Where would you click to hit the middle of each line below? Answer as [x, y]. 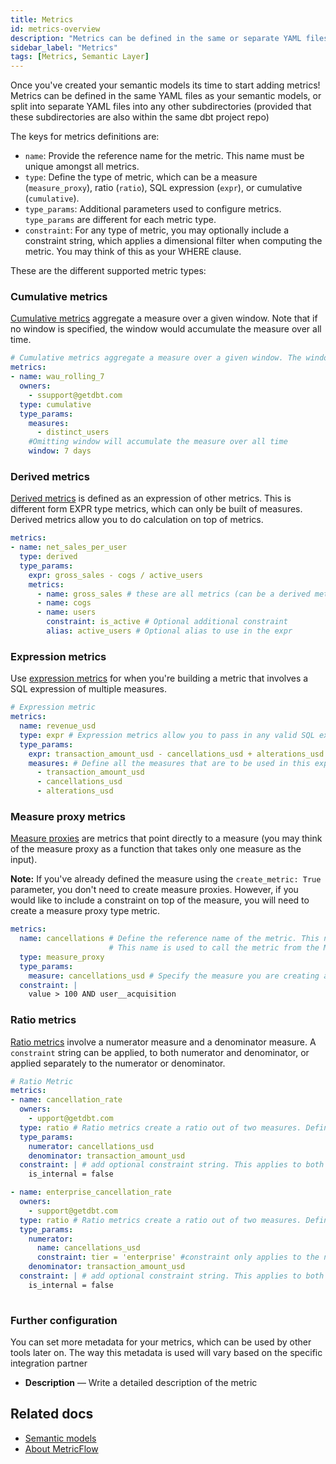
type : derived [48, 557]
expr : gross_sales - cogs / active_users [115, 575]
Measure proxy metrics [68, 816]
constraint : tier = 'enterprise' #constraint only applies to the [178, 1257]
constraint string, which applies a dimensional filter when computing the [173, 241]
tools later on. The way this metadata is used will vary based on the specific [166, 1353]
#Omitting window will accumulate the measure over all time [158, 442]
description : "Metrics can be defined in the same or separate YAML [156, 38]
